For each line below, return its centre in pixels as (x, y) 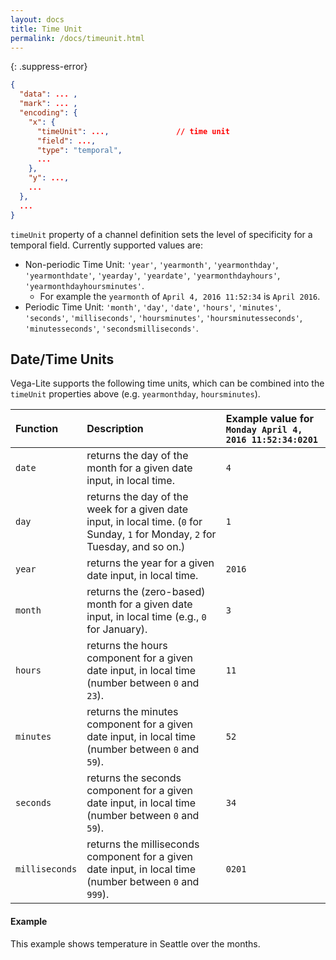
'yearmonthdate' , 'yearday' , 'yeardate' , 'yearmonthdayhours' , (152, 275)
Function (37, 429)
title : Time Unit (46, 29)
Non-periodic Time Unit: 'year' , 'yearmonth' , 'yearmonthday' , (151, 264)
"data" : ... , (48, 94)
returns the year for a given (150, 563)
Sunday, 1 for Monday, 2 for (151, 534)
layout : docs (37, 19)
